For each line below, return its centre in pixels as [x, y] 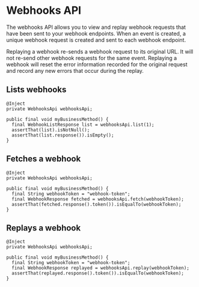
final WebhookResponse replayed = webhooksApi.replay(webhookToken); [100, 268]
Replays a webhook [44, 228]
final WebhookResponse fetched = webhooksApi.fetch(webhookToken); [98, 199]
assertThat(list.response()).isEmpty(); [63, 135]
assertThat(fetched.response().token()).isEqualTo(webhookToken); [96, 204]
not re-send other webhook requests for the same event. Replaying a [92, 58]
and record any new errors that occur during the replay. [75, 70]
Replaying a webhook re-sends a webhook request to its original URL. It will [100, 51]
